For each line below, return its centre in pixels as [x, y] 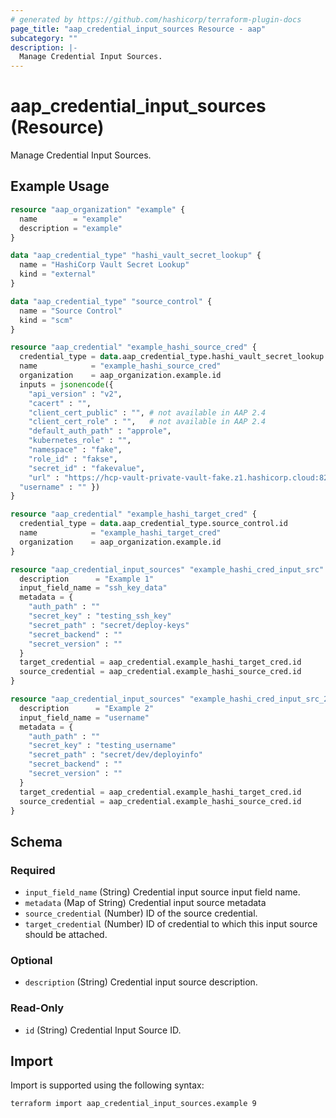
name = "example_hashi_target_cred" [120, 533]
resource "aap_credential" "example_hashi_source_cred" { [133, 347]
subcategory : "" [44, 38]
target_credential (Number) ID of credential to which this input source [171, 924]
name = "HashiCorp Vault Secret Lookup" [104, 265]
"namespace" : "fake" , [75, 450]
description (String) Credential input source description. [141, 982]
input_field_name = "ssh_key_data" [93, 588]
